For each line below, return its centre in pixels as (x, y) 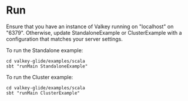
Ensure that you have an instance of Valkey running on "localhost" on (90, 26)
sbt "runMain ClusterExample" (43, 93)
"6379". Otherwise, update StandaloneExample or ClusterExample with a (94, 32)
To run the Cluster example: (40, 77)
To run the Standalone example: (45, 50)
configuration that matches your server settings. (65, 39)
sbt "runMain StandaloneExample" (47, 66)
